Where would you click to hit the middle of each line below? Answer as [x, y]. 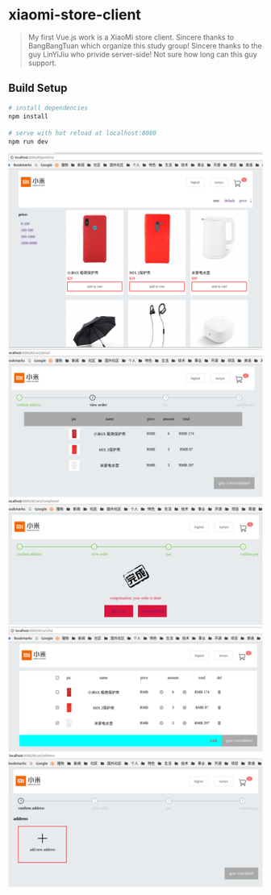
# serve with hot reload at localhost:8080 [83, 133]
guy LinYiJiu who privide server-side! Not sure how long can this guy [143, 54]
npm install [28, 116]
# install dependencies [48, 108]
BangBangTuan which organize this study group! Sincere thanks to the [145, 45]
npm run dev [28, 142]
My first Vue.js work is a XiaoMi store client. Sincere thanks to [131, 37]
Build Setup [38, 88]
